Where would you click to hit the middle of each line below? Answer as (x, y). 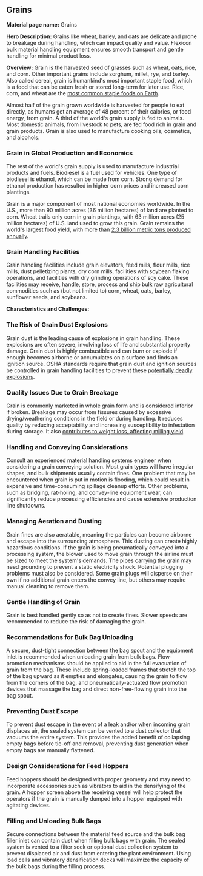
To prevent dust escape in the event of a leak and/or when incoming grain (98, 724)
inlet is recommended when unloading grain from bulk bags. (82, 657)
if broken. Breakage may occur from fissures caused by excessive (89, 412)
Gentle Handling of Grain (43, 602)
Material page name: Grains (42, 24)
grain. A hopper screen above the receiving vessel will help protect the (95, 792)
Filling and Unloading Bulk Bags (54, 821)
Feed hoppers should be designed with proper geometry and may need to (98, 779)
